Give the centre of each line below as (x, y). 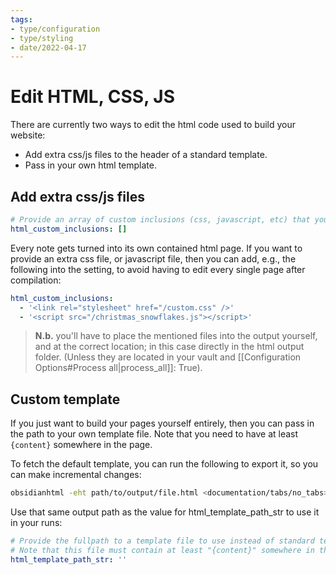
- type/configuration (55, 29)
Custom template (65, 399)
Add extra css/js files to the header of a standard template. (146, 155)
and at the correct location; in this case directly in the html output (169, 347)
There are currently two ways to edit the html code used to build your (153, 125)
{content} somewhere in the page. (81, 445)
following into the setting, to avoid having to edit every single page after (158, 269)
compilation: (36, 280)
